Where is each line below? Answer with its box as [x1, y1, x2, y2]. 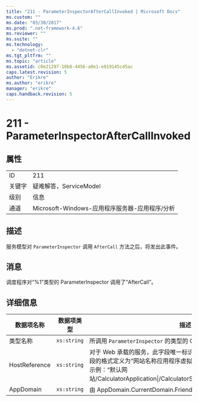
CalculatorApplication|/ [97, 375, 161, 383]
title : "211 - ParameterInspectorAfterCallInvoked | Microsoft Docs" [6, 8, 181, 15]
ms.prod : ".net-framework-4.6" [6, 25, 83, 31]
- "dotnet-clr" [11, 47, 49, 53]
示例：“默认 [89, 366, 122, 374]
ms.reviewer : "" [6, 31, 46, 37]
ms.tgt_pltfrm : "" [6, 53, 51, 59]
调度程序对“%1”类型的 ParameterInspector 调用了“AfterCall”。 [6, 278, 157, 286]
